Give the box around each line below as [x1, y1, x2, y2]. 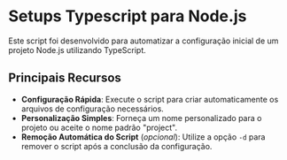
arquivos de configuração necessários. [20, 103, 165, 114]
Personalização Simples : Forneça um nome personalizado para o [20, 112, 262, 123]
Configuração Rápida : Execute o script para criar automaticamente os [20, 94, 279, 104]
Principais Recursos [8, 71, 121, 86]
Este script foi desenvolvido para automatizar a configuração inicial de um [8, 35, 279, 46]
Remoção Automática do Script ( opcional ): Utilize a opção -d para [20, 131, 266, 142]
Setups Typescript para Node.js [8, 6, 247, 27]
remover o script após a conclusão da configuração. [20, 141, 213, 151]
